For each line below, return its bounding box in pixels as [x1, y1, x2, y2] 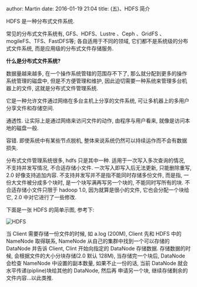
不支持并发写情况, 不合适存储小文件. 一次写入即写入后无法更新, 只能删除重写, [6, 164, 192, 171]
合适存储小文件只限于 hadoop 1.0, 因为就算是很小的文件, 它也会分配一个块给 [6, 186, 189, 193]
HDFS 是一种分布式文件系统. [6, 18, 75, 25]
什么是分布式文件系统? [6, 58, 61, 64]
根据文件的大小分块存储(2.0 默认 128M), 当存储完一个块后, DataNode [19, 252, 185, 259]
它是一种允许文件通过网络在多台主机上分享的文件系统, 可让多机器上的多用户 [6, 97, 189, 104]
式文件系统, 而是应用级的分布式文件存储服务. [6, 45, 114, 52]
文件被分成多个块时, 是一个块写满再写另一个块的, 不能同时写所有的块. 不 [16, 179, 190, 186]
